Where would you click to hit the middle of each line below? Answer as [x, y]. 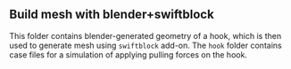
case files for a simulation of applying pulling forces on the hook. [129, 54]
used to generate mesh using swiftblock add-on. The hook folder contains [146, 45]
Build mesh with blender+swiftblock [112, 15]
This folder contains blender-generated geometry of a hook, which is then [145, 35]
